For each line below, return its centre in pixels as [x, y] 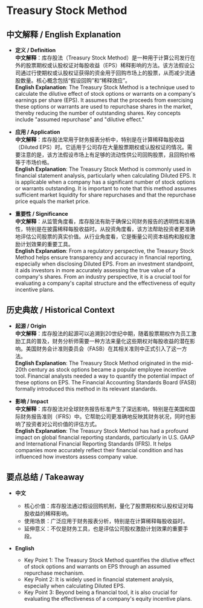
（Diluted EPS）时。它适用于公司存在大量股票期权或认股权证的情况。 [101, 147]
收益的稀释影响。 [51, 513]
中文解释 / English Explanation [64, 34]
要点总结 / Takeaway [45, 477]
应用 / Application [37, 132]
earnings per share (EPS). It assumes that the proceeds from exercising [104, 100]
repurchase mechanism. [54, 573]
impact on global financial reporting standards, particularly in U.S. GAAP [105, 437]
